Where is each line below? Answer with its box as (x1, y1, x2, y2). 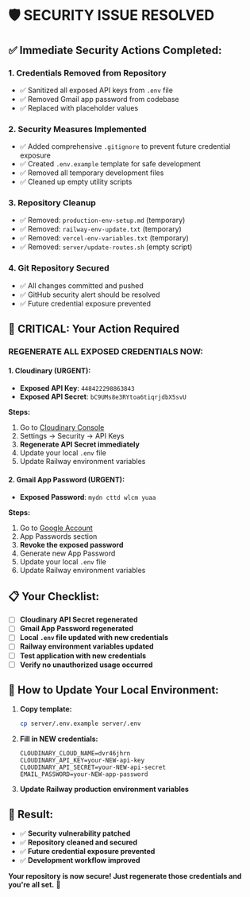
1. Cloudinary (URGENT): (8, 365, 91, 375)
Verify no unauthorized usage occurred (19, 660, 153, 669)
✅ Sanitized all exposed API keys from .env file (19, 85, 173, 95)
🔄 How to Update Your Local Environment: (8, 684, 220, 697)
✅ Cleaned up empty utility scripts (19, 177, 133, 187)
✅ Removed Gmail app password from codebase (19, 94, 179, 103)
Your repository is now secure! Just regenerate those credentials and (8, 872, 242, 881)
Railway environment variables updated (19, 642, 154, 651)
